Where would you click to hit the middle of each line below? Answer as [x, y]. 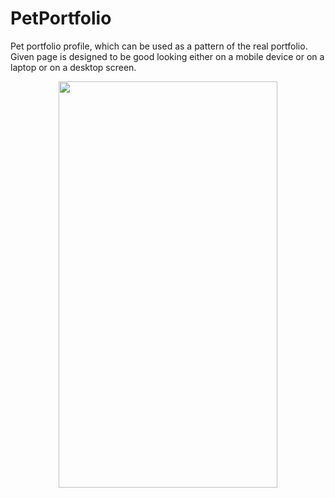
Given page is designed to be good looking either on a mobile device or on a [167, 56]
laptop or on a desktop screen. [73, 67]
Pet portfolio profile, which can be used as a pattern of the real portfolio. [159, 46]
